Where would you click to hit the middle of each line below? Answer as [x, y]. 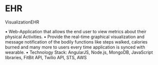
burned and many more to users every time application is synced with [75, 47]
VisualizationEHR [22, 22]
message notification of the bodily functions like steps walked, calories [76, 42]
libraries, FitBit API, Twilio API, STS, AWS [46, 57]
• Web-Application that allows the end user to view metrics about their [76, 31]
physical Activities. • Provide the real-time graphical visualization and [75, 37]
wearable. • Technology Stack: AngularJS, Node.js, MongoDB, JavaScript [79, 52]
